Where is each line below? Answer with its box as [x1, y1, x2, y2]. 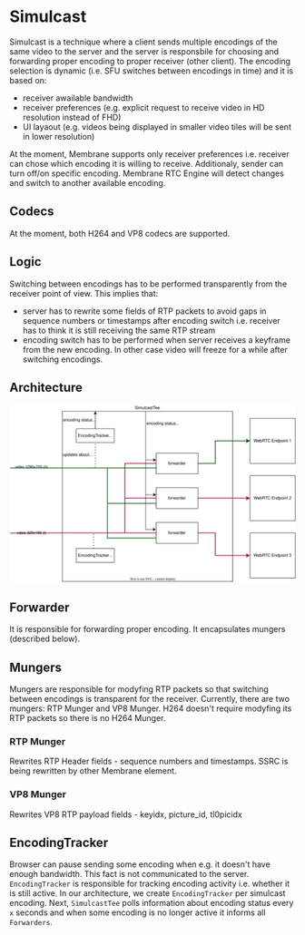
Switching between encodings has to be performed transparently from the [9, 278, 288, 289]
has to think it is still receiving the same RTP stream [22, 325, 216, 336]
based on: [9, 74, 47, 85]
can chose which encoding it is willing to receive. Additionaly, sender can [9, 158, 284, 169]
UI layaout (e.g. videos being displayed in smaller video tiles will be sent [22, 121, 292, 132]
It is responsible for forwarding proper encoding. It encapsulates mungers [9, 624, 286, 635]
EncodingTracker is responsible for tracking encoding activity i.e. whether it [9, 878, 290, 890]
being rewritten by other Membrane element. [9, 765, 177, 776]
